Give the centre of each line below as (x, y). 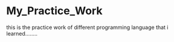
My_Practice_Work (54, 11)
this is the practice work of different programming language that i (87, 27)
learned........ (22, 33)
